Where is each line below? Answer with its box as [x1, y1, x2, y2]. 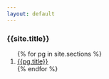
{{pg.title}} [16, 57, 48, 66]
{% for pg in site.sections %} [16, 49, 103, 58]
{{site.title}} [6, 33, 50, 43]
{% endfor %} [16, 64, 58, 73]
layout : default [6, 10, 55, 18]
